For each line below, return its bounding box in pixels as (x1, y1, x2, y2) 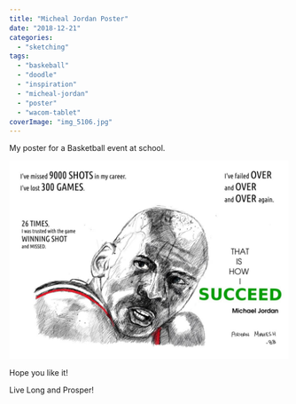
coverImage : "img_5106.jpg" (9, 117, 113, 126)
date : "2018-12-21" (9, 23, 82, 33)
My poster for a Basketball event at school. (9, 143, 166, 154)
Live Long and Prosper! (9, 384, 95, 395)
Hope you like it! (9, 367, 68, 377)
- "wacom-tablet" (17, 107, 82, 117)
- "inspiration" (17, 80, 77, 89)
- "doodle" (17, 71, 58, 80)
